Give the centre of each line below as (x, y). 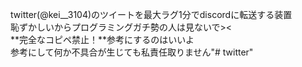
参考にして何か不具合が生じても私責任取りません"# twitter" (132, 52)
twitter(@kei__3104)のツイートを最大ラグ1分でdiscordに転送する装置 (151, 14)
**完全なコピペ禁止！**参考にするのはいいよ (102, 39)
